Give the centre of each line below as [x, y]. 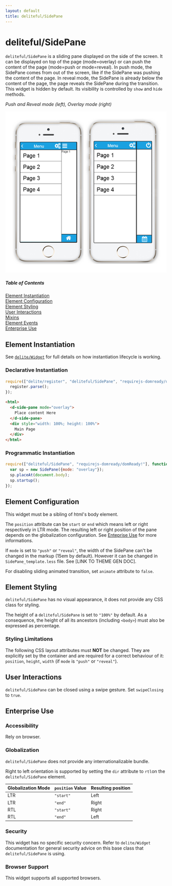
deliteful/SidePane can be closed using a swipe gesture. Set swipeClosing [84, 689]
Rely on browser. [23, 737]
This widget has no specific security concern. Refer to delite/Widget [78, 842]
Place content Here [35, 413]
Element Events [22, 323]
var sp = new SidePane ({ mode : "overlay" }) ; [57, 470]
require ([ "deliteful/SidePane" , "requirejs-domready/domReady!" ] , [78, 464]
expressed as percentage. [33, 626]
